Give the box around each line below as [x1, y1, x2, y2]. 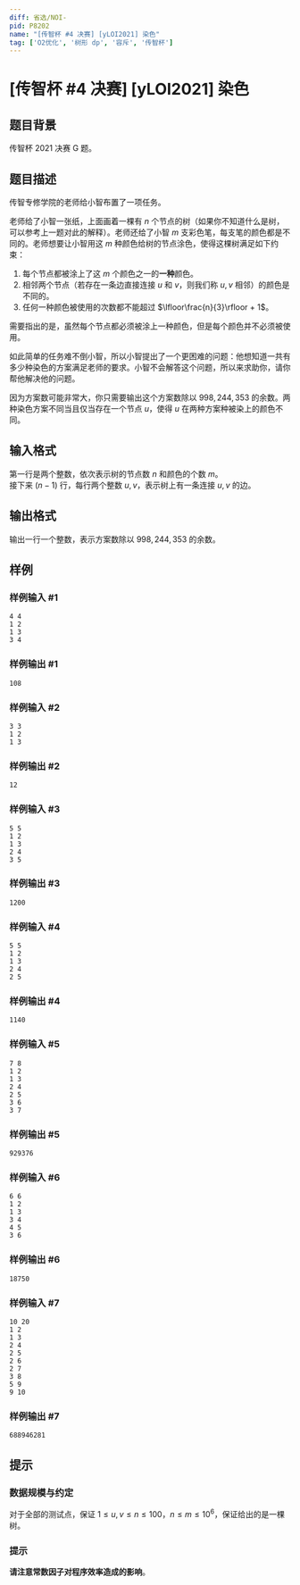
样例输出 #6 [9, 1254, 61, 1266]
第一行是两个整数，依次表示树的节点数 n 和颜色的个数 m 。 [9, 468, 223, 479]
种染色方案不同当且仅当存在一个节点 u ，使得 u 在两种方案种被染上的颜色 [9, 404, 276, 414]
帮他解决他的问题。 [9, 373, 80, 384]
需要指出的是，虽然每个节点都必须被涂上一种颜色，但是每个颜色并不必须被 [9, 321, 283, 331]
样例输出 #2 [9, 760, 61, 772]
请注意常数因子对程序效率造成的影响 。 [9, 1566, 150, 1577]
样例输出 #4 [9, 995, 61, 1007]
